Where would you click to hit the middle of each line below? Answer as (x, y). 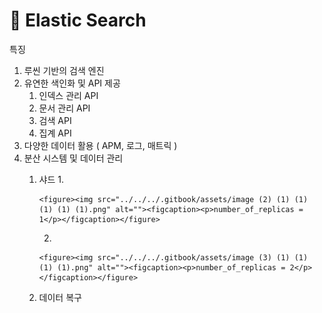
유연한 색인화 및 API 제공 (72, 83)
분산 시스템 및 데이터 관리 (73, 158)
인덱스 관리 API (68, 95)
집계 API (55, 133)
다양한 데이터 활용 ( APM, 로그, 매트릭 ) (100, 145)
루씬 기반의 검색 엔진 (64, 70)
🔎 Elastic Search (78, 20)
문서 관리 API (64, 108)
